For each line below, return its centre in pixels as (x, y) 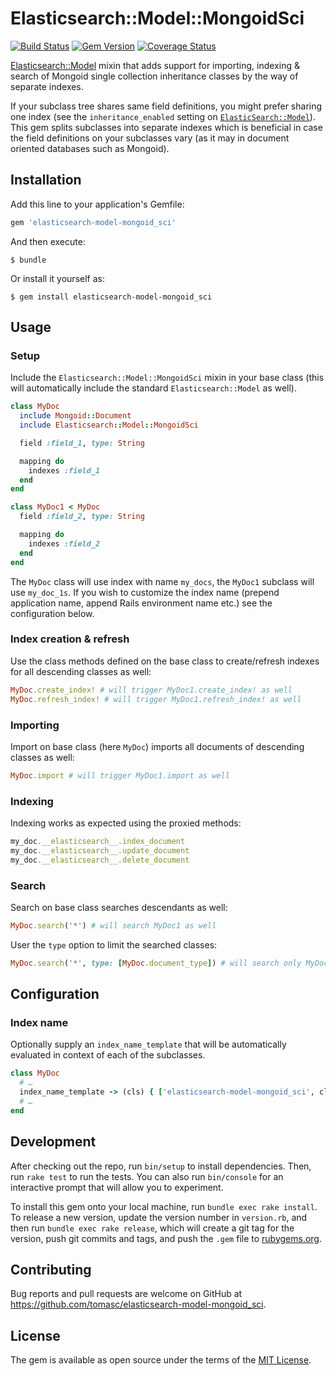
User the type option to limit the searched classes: (114, 944)
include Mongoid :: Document (75, 416)
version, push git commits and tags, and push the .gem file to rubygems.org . (166, 1238)
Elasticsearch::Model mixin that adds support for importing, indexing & (155, 65)
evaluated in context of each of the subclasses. (108, 1055)
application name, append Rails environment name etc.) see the (141, 603)
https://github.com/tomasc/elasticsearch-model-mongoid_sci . (138, 1304)
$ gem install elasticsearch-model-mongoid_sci (111, 297)
